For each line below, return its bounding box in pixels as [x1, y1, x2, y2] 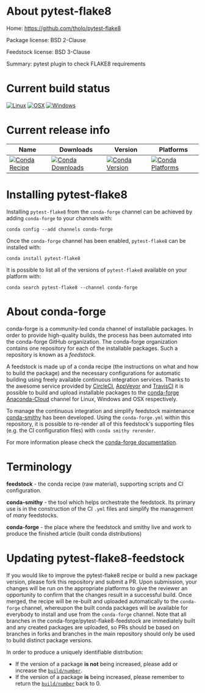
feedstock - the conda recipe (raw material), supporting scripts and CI [6, 480, 184, 487]
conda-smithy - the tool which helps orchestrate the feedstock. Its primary [6, 498, 196, 506]
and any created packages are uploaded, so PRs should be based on [6, 623, 179, 631]
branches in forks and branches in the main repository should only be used [6, 630, 195, 637]
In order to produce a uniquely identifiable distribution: [6, 648, 143, 656]
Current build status [6, 81, 110, 95]
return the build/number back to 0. [15, 680, 101, 687]
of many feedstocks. [6, 511, 59, 519]
